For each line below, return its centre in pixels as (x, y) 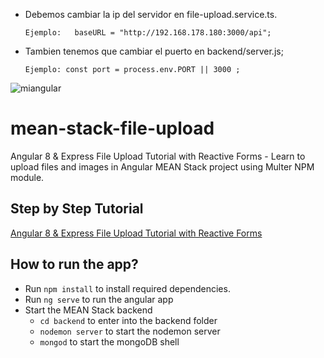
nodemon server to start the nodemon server (130, 331)
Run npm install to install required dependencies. (127, 288)
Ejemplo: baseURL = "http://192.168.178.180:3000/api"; (148, 33)
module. (27, 177)
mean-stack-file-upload (112, 128)
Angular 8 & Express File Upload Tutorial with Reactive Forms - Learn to (158, 156)
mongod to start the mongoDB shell (109, 341)
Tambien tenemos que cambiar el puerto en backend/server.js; (154, 51)
